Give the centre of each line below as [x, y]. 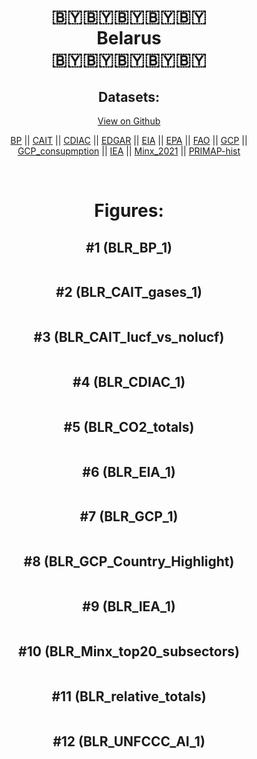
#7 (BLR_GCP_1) [129, 516]
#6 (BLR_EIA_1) [129, 471]
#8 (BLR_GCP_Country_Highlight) [129, 561]
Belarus [129, 38]
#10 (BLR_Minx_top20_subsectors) [129, 651]
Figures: [129, 211]
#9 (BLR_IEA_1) [129, 606]
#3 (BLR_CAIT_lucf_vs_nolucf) [129, 337]
